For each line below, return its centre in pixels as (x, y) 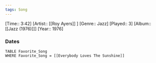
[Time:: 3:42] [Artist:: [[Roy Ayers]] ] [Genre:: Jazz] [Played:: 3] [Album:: (78, 23)
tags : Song (16, 10)
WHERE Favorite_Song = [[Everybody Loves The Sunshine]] (65, 56)
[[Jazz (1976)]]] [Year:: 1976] (34, 29)
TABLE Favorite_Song (26, 51)
